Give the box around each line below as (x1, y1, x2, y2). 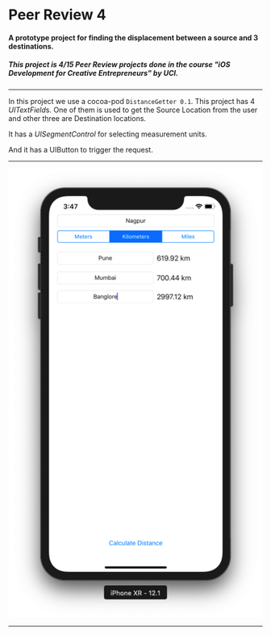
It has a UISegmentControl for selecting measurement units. (8, 129, 207, 139)
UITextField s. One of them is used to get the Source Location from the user (8, 105, 258, 115)
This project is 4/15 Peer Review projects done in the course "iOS (8, 60, 231, 69)
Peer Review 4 (8, 6, 106, 24)
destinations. (8, 41, 54, 51)
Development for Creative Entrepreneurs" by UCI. (8, 69, 179, 78)
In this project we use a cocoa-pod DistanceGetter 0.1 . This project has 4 (8, 96, 256, 106)
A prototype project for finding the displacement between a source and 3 (8, 32, 259, 42)
